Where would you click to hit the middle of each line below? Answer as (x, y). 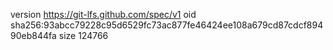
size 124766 (83, 35)
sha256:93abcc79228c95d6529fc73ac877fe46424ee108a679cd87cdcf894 (167, 25)
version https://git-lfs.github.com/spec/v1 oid (103, 14)
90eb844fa (33, 35)
